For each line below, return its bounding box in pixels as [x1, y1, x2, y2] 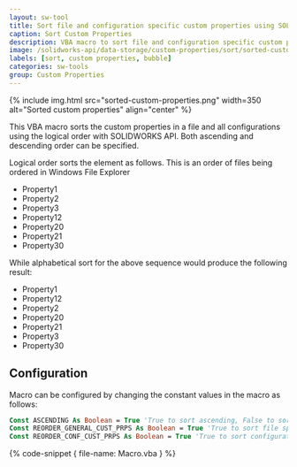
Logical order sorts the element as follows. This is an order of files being [9, 157, 273, 168]
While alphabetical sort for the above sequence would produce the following [9, 257, 287, 268]
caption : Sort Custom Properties [9, 29, 133, 38]
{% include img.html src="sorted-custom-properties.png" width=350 [9, 95, 262, 105]
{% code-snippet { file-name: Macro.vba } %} [9, 448, 177, 459]
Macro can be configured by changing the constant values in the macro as [9, 389, 281, 400]
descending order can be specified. [9, 140, 140, 150]
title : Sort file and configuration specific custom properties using [9, 21, 275, 30]
